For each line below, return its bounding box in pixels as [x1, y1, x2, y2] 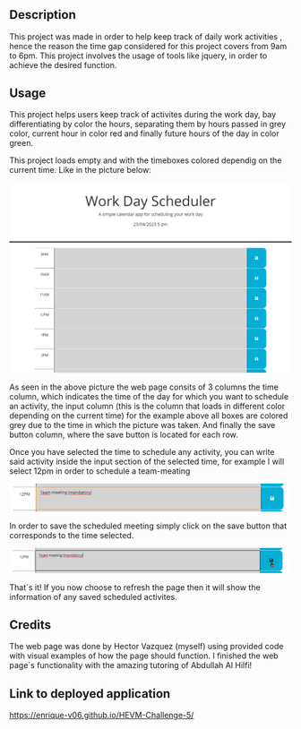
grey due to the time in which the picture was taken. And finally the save [9, 419, 276, 430]
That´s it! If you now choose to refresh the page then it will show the [9, 581, 262, 593]
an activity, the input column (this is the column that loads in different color [9, 400, 286, 411]
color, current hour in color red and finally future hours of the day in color [9, 128, 279, 139]
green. [9, 138, 34, 149]
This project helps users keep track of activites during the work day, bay [9, 109, 277, 120]
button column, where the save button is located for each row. [9, 429, 239, 440]
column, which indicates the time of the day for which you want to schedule [9, 390, 289, 401]
